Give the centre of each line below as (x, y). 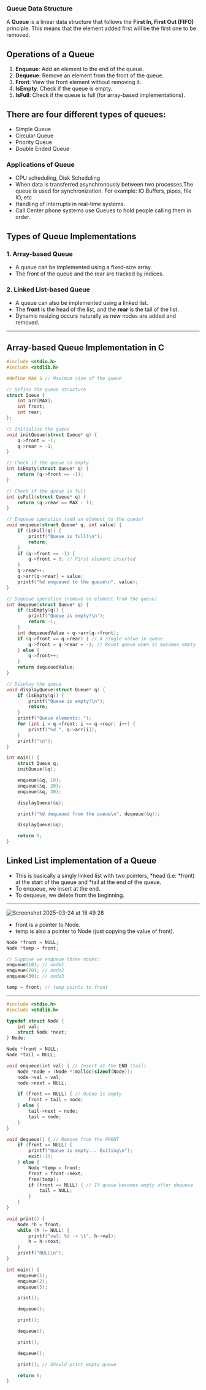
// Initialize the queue (38, 429)
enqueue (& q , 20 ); (40, 786)
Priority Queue (33, 142)
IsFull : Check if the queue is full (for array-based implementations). (100, 95)
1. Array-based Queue (40, 254)
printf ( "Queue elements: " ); (55, 718)
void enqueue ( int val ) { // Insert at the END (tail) (77, 1066)
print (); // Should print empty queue (67, 1364)
